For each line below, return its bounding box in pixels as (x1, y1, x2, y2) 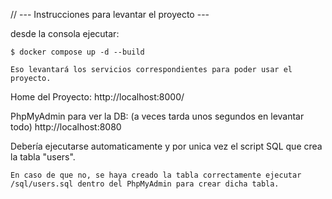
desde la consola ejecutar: (10, 28, 120, 39)
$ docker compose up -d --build (10, 47, 145, 57)
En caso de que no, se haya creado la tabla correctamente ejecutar (10, 170, 302, 180)
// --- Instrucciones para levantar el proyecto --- (10, 9, 210, 20)
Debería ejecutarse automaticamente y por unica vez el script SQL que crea (10, 140, 323, 152)
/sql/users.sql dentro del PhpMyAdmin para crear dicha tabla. (10, 179, 280, 189)
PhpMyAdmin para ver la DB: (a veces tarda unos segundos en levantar (10, 110, 305, 122)
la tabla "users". (10, 151, 76, 163)
